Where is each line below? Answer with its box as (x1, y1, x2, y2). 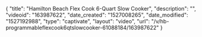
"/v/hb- (151, 18, 169, 24)
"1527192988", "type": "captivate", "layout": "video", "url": (5, 18, 150, 24)
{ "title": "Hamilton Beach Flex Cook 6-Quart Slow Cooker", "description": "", (5, 5, 197, 12)
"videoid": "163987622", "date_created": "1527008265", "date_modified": (5, 11, 189, 18)
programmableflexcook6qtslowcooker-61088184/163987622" (5, 24, 160, 31)
